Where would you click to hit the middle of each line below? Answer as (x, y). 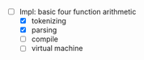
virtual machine (57, 49)
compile (44, 39)
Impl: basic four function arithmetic (78, 12)
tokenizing (49, 21)
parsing (44, 30)
